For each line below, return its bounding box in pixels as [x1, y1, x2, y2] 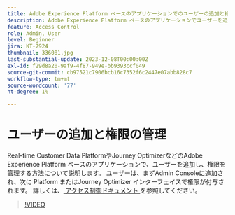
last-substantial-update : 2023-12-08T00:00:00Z [7, 56, 149, 63]
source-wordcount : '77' [7, 82, 77, 89]
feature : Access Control [7, 23, 80, 30]
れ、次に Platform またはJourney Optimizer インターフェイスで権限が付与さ [7, 178, 225, 186]
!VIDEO [24, 200, 45, 209]
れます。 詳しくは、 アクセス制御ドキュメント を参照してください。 [7, 186, 201, 195]
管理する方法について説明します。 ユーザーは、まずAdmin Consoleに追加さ [7, 169, 224, 177]
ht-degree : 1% [7, 88, 49, 95]
